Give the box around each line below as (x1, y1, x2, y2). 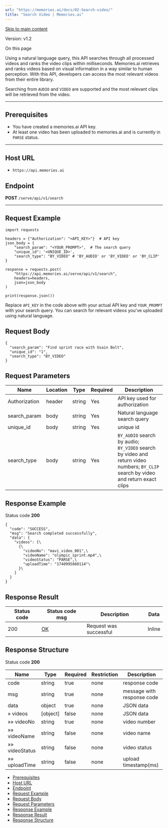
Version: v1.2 (5, 36, 31, 42)
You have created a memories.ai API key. (12, 124, 97, 130)
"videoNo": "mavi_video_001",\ (23, 549, 88, 554)
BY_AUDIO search (117, 432, 156, 439)
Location (46, 387, 67, 394)
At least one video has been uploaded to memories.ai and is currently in (12, 129, 161, 135)
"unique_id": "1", (9, 349, 48, 354)
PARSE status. (12, 134, 39, 140)
